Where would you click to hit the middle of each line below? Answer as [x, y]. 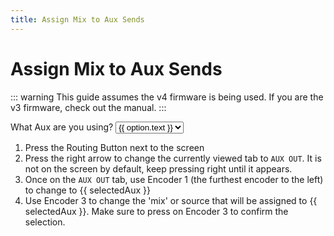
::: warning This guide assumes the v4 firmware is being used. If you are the [167, 97]
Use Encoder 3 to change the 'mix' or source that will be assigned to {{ [171, 200]
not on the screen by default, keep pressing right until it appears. [158, 168]
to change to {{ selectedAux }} [88, 190]
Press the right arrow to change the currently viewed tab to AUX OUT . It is [173, 158]
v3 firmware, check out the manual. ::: [88, 107]
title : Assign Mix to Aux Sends [77, 19]
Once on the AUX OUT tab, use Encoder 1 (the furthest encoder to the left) [174, 179]
